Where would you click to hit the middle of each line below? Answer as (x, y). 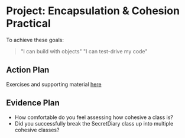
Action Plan (28, 70)
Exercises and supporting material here (54, 84)
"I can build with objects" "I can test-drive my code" (84, 51)
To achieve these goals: (35, 40)
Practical (29, 23)
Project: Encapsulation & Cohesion (93, 11)
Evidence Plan (33, 103)
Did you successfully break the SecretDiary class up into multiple (94, 123)
